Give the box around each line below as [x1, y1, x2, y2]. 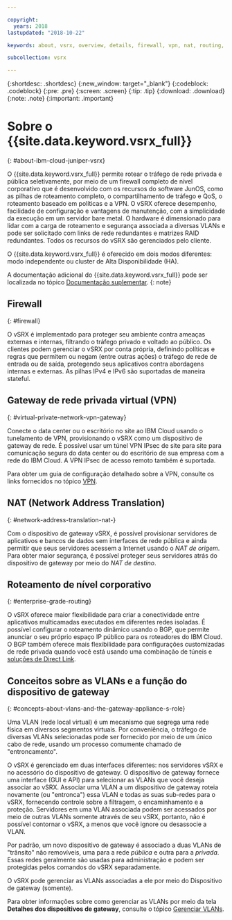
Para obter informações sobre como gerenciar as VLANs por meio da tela [7, 898, 217, 906]
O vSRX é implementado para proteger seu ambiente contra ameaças [7, 330, 206, 338]
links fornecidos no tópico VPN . [7, 477, 98, 485]
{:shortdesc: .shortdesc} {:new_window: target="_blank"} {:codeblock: [7, 79, 209, 88]
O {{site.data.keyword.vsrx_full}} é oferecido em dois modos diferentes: [7, 250, 213, 258]
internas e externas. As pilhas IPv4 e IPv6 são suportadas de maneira [7, 366, 206, 376]
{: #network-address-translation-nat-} [7, 515, 116, 524]
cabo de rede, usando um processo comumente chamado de [7, 740, 182, 748]
